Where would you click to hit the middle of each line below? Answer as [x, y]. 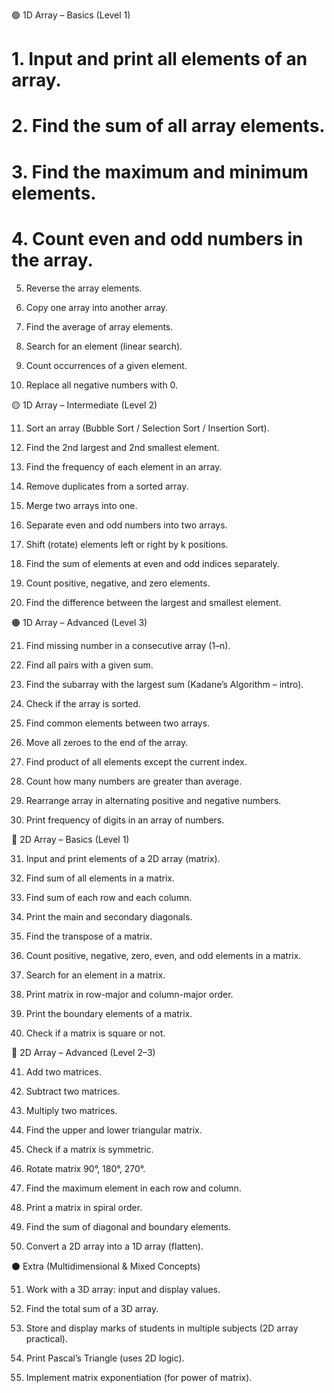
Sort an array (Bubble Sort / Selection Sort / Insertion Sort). [147, 428]
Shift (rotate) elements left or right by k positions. [127, 544]
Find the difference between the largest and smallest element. [153, 602]
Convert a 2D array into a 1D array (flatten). [114, 1246]
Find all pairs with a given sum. [89, 665]
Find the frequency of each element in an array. [124, 466]
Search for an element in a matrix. [95, 975]
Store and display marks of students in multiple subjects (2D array [162, 1328]
